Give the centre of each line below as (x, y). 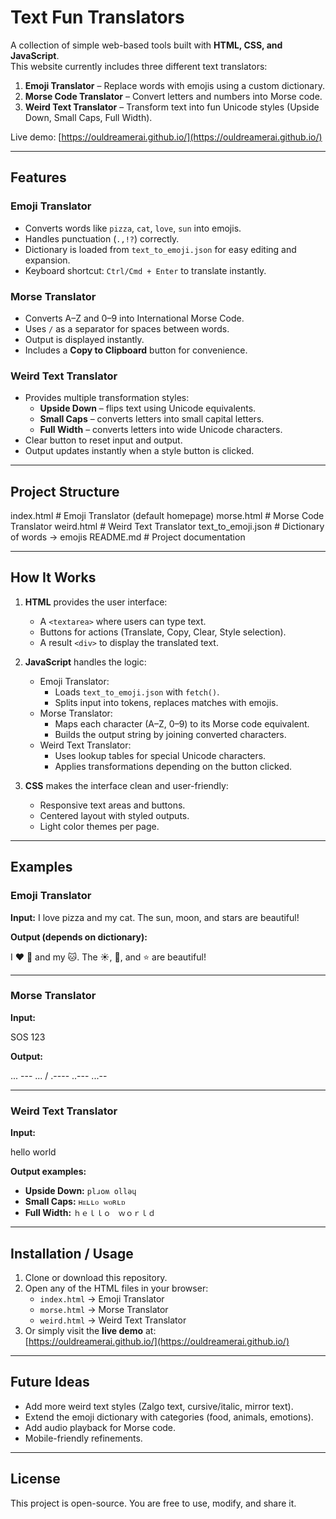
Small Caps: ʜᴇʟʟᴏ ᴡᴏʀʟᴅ (75, 1202)
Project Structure (65, 491)
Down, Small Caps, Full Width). (88, 117)
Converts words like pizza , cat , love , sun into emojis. (133, 228)
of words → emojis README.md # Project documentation (128, 537)
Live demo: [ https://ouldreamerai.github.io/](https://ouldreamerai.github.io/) (166, 137)
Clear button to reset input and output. (103, 440)
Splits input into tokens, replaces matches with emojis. (166, 702)
